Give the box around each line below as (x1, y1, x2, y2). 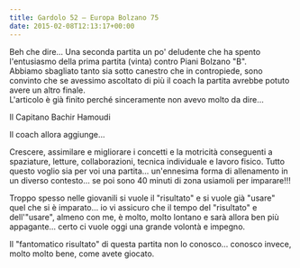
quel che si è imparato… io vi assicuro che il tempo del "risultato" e (9, 201, 258, 212)
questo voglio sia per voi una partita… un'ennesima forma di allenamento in (9, 165, 288, 176)
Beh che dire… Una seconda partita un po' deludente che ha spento (9, 46, 261, 57)
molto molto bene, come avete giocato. (9, 248, 155, 259)
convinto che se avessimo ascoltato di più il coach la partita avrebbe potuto (9, 75, 290, 85)
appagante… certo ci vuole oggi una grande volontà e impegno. (9, 221, 246, 232)
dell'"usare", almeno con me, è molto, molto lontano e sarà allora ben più (9, 211, 279, 222)
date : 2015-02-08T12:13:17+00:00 (9, 22, 135, 31)
